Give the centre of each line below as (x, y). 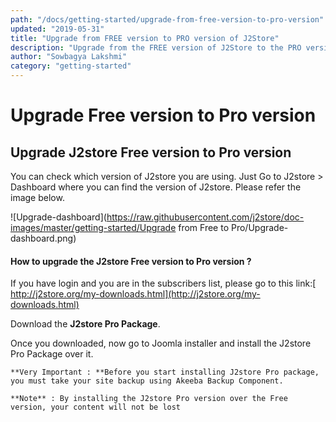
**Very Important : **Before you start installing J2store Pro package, (165, 372)
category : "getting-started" (71, 66)
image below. (37, 197)
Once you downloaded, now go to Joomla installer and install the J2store (161, 343)
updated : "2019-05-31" (57, 29)
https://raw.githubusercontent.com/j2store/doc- (205, 217)
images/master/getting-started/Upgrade (93, 227)
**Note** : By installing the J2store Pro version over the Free (149, 399)
